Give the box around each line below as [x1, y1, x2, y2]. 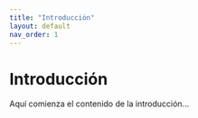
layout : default [9, 22, 71, 31]
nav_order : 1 [9, 30, 59, 39]
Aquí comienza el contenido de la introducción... [9, 98, 190, 109]
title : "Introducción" [9, 13, 95, 23]
